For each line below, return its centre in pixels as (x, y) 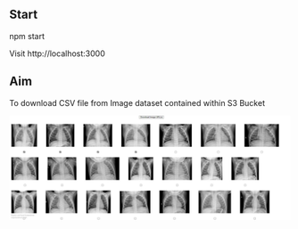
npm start (27, 36)
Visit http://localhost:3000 (57, 53)
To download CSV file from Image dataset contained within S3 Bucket (137, 102)
